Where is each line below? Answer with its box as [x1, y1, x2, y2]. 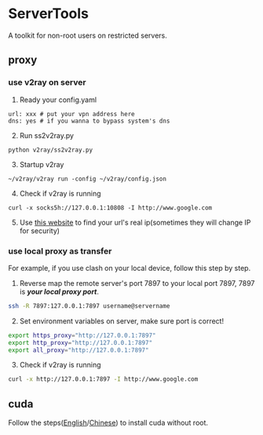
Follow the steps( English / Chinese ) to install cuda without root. [8, 418, 209, 428]
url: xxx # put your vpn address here [8, 110, 135, 118]
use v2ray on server [8, 77, 86, 88]
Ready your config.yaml [19, 95, 97, 104]
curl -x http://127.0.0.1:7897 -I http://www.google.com [8, 375, 199, 383]
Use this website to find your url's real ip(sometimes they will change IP [19, 217, 251, 227]
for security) [19, 225, 60, 236]
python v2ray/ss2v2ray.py [8, 146, 93, 154]
